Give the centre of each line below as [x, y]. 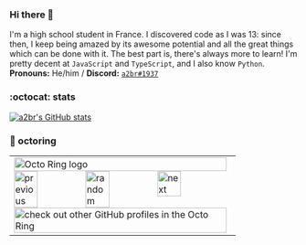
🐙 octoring [33, 141]
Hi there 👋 [32, 15]
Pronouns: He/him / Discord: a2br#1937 [84, 73]
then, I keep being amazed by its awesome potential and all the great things [152, 44]
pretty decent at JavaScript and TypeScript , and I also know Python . [137, 64]
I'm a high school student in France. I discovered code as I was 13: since [145, 35]
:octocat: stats [42, 97]
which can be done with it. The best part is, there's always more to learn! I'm [153, 54]
